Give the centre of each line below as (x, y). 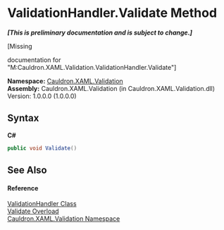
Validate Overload (33, 211)
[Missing (20, 46)
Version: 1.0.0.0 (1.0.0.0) (42, 96)
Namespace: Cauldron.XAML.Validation (65, 81)
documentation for (34, 60)
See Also (27, 170)
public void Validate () (42, 148)
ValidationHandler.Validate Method (112, 13)
